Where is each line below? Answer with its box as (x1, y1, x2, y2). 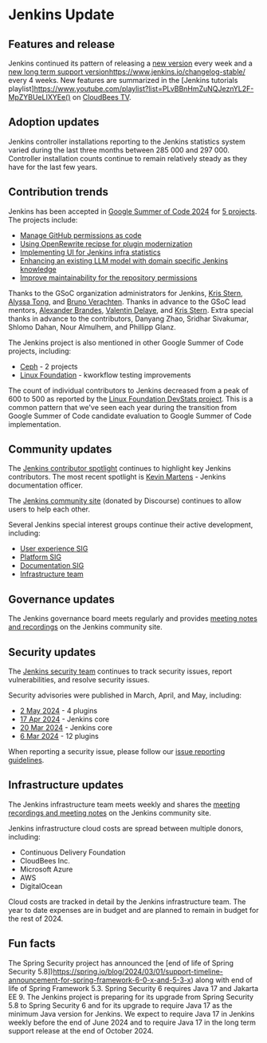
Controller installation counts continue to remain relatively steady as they (8, 153, 248, 163)
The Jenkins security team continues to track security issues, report (8, 666, 233, 676)
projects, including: (8, 346, 72, 356)
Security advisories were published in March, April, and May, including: (8, 690, 241, 700)
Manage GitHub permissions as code (19, 230, 142, 240)
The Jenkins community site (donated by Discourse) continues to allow (8, 496, 241, 506)
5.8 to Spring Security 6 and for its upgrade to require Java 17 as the (8, 1000, 233, 1010)
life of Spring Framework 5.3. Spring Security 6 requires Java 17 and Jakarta (8, 983, 259, 993)
